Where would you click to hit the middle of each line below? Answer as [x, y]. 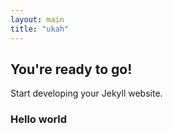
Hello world [39, 119]
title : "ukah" [40, 29]
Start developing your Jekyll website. [86, 93]
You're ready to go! [71, 69]
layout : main [37, 19]
